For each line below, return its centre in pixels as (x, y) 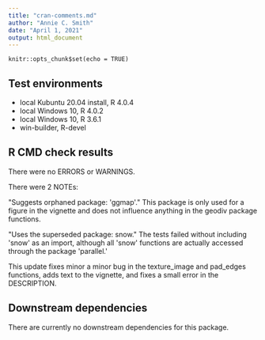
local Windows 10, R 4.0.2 (62, 111)
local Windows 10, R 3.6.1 (60, 119)
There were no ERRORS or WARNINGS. (72, 172)
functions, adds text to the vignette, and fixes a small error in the (114, 274)
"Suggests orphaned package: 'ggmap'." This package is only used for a (126, 202)
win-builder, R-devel (53, 128)
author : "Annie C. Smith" (51, 23)
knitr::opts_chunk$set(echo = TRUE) (68, 59)
